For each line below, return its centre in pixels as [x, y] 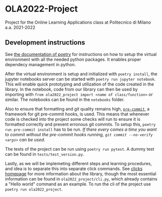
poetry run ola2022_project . [34, 189]
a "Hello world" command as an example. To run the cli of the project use [78, 184]
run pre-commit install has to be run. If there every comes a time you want [81, 129]
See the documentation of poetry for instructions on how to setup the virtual [81, 54]
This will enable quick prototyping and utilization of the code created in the [80, 84]
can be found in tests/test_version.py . [45, 154]
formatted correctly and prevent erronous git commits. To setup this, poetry [80, 124]
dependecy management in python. [40, 64]
